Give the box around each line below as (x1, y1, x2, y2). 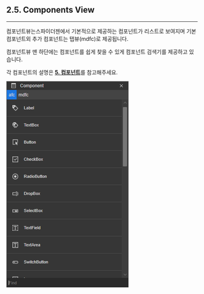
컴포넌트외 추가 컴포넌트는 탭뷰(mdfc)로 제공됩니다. (6, 35, 129, 42)
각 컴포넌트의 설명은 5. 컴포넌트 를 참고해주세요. (6, 68, 118, 75)
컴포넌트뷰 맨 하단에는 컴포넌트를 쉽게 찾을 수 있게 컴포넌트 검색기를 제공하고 (6, 48, 188, 55)
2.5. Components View (6, 5, 95, 15)
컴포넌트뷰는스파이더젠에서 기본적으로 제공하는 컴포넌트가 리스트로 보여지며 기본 (6, 27, 197, 35)
